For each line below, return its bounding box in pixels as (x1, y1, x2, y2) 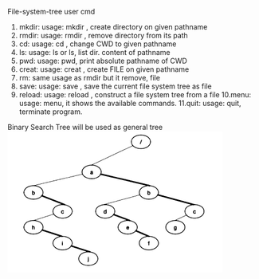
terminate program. (18, 107, 83, 116)
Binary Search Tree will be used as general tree (7, 123, 163, 132)
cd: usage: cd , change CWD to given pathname (18, 39, 177, 49)
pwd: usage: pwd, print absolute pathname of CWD (18, 56, 188, 65)
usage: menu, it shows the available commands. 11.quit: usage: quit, (18, 99, 241, 108)
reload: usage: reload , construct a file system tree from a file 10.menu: (18, 90, 252, 99)
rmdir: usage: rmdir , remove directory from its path (18, 31, 188, 40)
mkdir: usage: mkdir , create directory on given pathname (18, 22, 208, 31)
